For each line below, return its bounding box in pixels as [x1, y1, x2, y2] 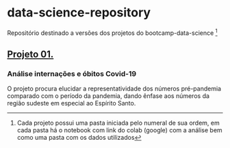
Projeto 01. [7, 48, 54, 60]
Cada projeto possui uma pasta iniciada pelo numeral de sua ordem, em [16, 119, 220, 127]
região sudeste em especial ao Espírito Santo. [7, 99, 136, 108]
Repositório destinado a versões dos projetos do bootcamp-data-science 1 [7, 27, 218, 37]
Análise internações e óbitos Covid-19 [7, 69, 137, 78]
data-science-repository [7, 5, 151, 21]
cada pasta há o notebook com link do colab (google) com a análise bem [16, 126, 222, 134]
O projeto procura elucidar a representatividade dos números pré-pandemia [7, 84, 221, 93]
